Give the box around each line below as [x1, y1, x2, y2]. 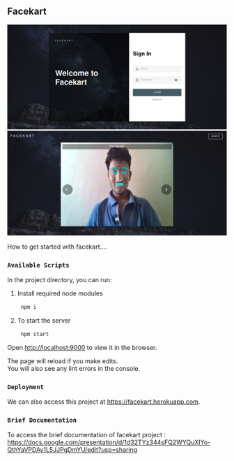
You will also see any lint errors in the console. [7, 364, 141, 372]
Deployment [7, 383, 44, 390]
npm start [20, 330, 49, 337]
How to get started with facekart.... [7, 242, 107, 251]
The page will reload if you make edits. [7, 356, 118, 365]
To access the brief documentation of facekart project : [7, 431, 166, 439]
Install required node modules [17, 289, 103, 298]
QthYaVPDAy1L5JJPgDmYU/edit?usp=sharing [7, 446, 138, 454]
